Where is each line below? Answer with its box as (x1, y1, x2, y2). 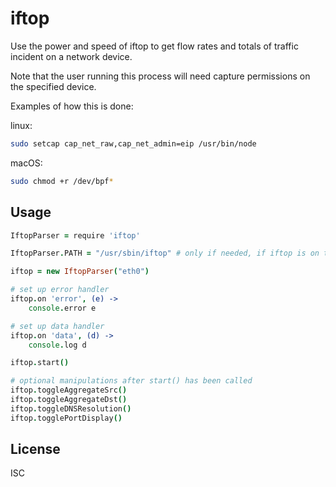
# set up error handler (10, 285, 110, 295)
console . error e (28, 303, 97, 313)
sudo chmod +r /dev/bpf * (10, 176, 114, 186)
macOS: (10, 157, 43, 169)
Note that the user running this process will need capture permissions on (10, 70, 311, 82)
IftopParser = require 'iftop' (10, 230, 141, 241)
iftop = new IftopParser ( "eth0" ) (10, 267, 150, 277)
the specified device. (10, 80, 97, 92)
